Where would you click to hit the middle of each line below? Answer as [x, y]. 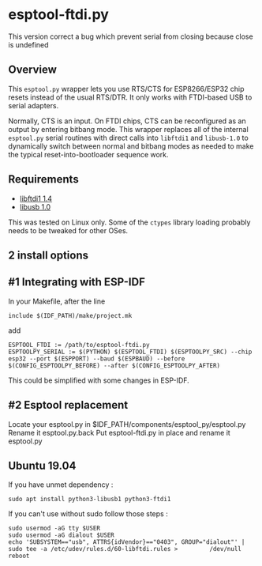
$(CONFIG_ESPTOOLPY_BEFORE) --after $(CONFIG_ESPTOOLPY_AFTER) [114, 365]
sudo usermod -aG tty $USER [54, 528]
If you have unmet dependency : [61, 485]
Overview [33, 70]
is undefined [28, 44]
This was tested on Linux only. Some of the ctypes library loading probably [129, 222]
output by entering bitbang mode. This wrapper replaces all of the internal [128, 129]
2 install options [49, 255]
